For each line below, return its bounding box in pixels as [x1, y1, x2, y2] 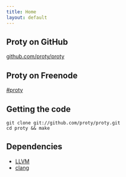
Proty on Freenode [6, 70, 78, 80]
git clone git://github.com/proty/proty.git [6, 120, 121, 126]
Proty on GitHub [6, 37, 68, 47]
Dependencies [6, 141, 62, 152]
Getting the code [6, 104, 71, 114]
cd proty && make [6, 125, 50, 131]
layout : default [6, 14, 47, 21]
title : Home [6, 8, 36, 15]
